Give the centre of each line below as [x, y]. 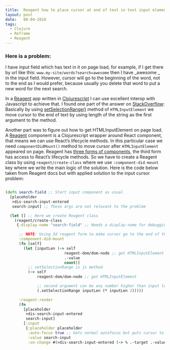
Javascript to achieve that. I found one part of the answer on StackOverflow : [85, 104]
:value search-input [49, 338]
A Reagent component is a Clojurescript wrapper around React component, [84, 136]
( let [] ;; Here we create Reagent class [54, 216]
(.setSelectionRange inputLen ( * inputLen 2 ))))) [90, 291]
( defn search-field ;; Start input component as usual [64, 193]
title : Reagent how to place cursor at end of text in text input [78, 10]
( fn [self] [30, 244]
